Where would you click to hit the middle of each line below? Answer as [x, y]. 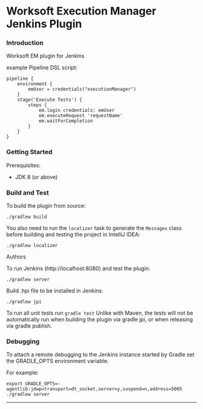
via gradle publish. [29, 326]
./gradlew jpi [24, 302]
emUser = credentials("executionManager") [82, 89]
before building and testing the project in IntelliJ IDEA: [73, 234]
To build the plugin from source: [46, 206]
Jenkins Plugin [44, 24]
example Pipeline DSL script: [42, 68]
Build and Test [28, 193]
